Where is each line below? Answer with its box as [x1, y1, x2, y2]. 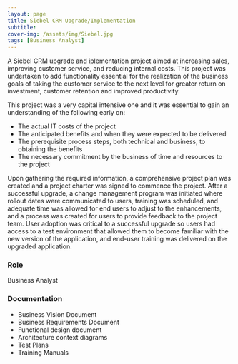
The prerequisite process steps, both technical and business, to [17, 137, 206, 146]
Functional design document [17, 325, 102, 334]
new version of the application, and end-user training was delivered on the [7, 235, 227, 243]
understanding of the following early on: [7, 108, 126, 117]
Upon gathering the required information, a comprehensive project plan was [7, 174, 232, 183]
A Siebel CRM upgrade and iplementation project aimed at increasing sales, [7, 56, 230, 65]
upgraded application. [7, 242, 73, 251]
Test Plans [17, 340, 49, 349]
